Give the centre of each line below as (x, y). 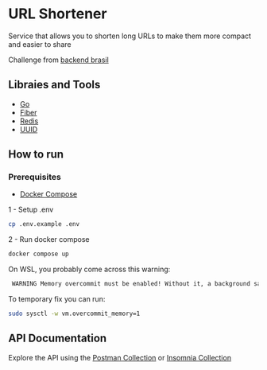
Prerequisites (35, 177)
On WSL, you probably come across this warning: (89, 269)
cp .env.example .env (44, 224)
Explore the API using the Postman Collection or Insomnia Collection (120, 357)
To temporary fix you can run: (57, 299)
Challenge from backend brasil (58, 60)
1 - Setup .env (31, 210)
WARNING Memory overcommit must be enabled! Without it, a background (131, 284)
